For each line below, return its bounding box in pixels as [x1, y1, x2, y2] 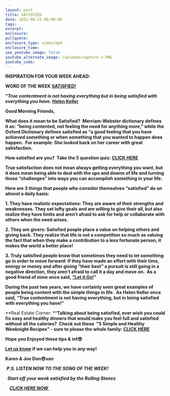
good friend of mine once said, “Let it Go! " [5, 274, 96, 280]
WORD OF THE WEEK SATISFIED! [5, 83, 76, 89]
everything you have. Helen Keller [5, 98, 79, 105]
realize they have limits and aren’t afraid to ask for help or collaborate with [5, 211, 165, 217]
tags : [5, 21, 17, 27]
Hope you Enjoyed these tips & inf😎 [5, 336, 83, 342]
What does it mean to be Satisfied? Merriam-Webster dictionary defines [5, 118, 162, 124]
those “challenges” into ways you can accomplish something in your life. [5, 176, 163, 182]
